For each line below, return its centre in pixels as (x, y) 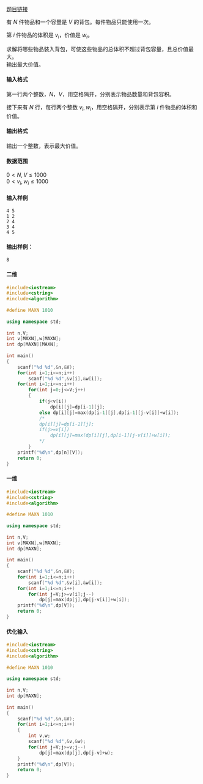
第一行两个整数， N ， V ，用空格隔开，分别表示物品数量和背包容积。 (91, 94)
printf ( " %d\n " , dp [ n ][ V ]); (50, 452)
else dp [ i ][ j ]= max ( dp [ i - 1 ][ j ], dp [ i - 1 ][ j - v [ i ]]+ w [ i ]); (109, 412)
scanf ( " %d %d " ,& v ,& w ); (57, 742)
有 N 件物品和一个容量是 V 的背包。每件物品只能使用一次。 (80, 22)
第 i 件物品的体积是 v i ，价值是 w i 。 (50, 35)
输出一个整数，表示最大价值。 (44, 146)
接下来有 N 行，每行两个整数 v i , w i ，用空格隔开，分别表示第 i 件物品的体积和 (102, 108)
